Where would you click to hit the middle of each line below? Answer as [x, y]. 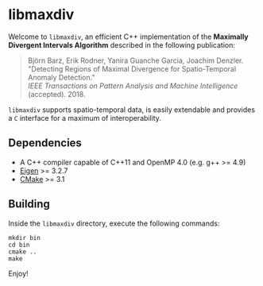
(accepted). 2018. [56, 94]
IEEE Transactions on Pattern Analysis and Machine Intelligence [133, 86]
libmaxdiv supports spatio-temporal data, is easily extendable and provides [132, 110]
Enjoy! [19, 273]
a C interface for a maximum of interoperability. [85, 118]
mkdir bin [25, 238]
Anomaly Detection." [61, 77]
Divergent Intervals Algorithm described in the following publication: [122, 44]
